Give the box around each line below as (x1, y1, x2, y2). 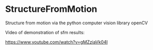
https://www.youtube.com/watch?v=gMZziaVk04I (5, 39, 108, 45)
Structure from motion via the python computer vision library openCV (5, 20, 148, 26)
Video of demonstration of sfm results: (5, 29, 85, 35)
